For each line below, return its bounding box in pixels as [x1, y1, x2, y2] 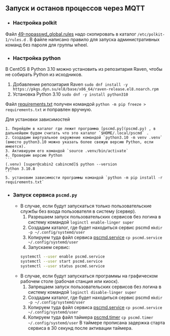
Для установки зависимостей [5, 116, 70, 122]
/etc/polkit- [137, 32, 165, 37]
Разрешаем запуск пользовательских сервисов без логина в [27, 214, 161, 220]
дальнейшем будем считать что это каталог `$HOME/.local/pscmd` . [5, 130, 149, 135]
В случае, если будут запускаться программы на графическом [20, 272, 158, 279]
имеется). [5, 144, 26, 149]
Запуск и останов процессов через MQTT [5, 4, 145, 13]
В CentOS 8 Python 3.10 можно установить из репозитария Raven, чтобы [5, 66, 163, 72]
